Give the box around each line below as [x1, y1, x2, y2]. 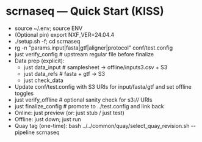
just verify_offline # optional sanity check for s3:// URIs [14, 96, 153, 103]
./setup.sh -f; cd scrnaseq [14, 37, 81, 45]
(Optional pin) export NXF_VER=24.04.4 [14, 31, 115, 38]
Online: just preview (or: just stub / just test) [14, 109, 124, 116]
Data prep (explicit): [14, 57, 65, 64]
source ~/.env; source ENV [14, 24, 83, 32]
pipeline [14, 129, 35, 136]
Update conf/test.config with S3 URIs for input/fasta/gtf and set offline [14, 83, 192, 90]
